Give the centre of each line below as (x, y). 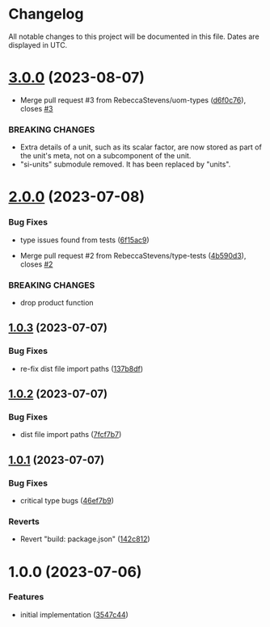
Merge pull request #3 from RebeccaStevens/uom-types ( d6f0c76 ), (133, 100)
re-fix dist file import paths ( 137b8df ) (82, 368)
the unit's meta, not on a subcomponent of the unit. (105, 156)
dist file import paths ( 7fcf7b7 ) (71, 435)
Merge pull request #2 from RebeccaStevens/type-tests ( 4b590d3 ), (133, 255)
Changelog (46, 14)
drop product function (57, 302)
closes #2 (36, 264)
